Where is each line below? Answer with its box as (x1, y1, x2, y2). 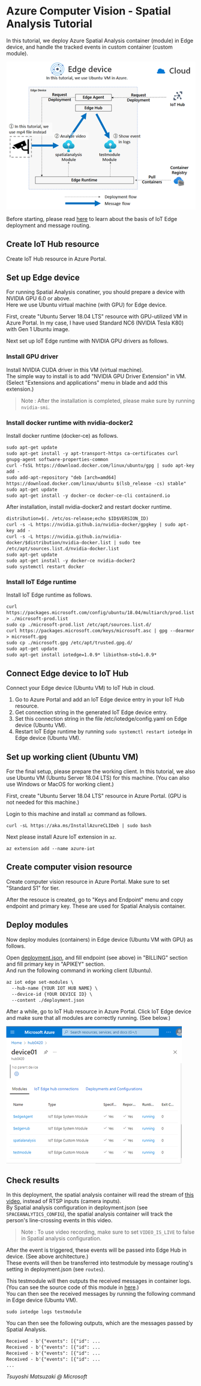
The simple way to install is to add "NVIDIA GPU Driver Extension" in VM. (6, 372, 187, 380)
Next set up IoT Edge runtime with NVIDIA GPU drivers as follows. (6, 337, 169, 344)
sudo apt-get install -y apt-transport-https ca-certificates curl (6, 450, 179, 457)
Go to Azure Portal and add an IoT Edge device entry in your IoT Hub (14, 696, 185, 703)
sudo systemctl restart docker (6, 564, 85, 570)
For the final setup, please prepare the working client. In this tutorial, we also (6, 768, 196, 775)
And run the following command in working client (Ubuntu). (6, 966, 153, 974)
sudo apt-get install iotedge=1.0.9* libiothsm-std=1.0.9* (6, 652, 157, 658)
